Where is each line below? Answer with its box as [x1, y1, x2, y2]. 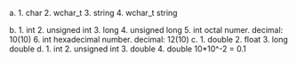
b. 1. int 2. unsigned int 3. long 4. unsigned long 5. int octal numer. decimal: [9, 25, 284, 35]
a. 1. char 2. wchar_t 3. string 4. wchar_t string [9, 8, 178, 18]
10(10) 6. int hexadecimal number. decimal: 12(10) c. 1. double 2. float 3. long [9, 35, 289, 44]
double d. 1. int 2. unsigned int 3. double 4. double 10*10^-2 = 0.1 [9, 43, 247, 54]
